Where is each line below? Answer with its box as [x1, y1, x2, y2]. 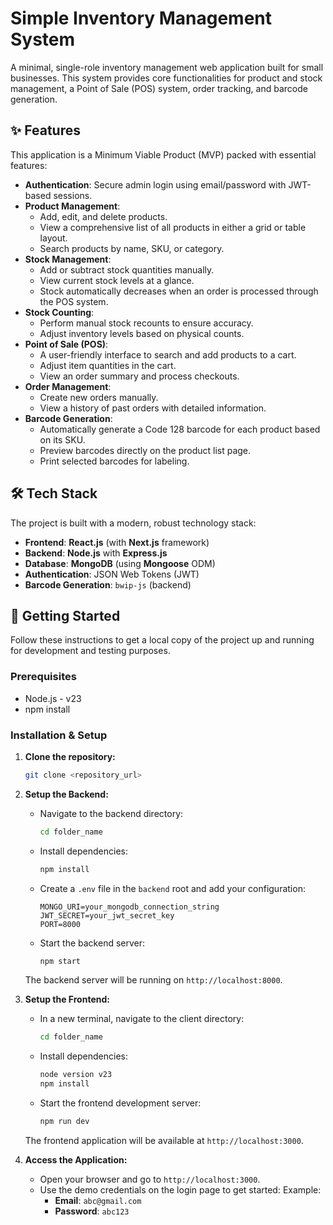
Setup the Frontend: [24, 993, 110, 1006]
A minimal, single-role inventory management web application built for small [10, 61, 324, 73]
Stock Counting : [24, 306, 95, 318]
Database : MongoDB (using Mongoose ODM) [24, 557, 216, 569]
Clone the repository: [24, 750, 116, 762]
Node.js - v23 [24, 692, 82, 704]
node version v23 [39, 1070, 113, 1080]
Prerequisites [10, 670, 77, 684]
